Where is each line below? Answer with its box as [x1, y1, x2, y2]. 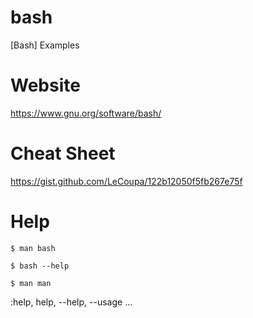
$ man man [10, 278, 52, 288]
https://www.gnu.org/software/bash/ [10, 107, 162, 119]
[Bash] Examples [10, 39, 80, 51]
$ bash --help [10, 261, 70, 271]
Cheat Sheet [10, 142, 116, 165]
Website [10, 74, 81, 97]
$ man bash [10, 243, 56, 253]
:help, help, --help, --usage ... [10, 296, 133, 308]
